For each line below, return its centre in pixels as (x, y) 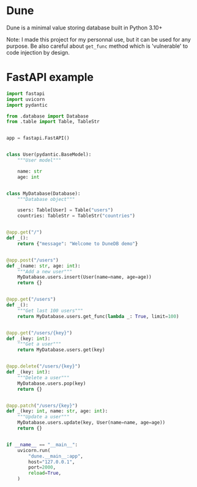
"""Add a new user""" (45, 271)
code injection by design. (38, 52)
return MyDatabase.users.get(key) (61, 350)
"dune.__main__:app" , (56, 456)
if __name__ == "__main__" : (42, 445)
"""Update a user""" (43, 417)
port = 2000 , (42, 467)
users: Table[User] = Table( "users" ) (65, 210)
